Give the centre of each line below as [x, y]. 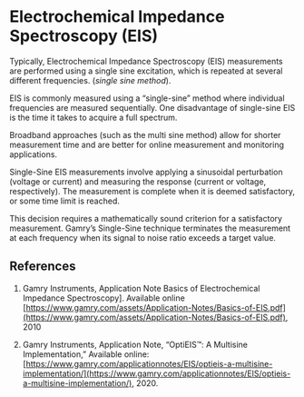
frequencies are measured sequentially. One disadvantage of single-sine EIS [152, 107]
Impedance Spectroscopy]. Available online [104, 298]
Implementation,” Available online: [86, 354]
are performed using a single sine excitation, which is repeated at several [146, 71]
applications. [33, 154]
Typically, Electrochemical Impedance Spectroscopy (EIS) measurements [146, 61]
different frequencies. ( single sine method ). [90, 80]
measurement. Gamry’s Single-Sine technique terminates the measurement [150, 228]
